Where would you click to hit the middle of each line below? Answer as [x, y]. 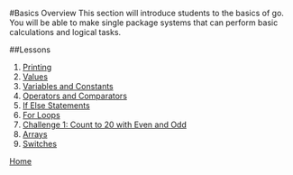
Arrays [35, 134]
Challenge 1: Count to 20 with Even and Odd [105, 124]
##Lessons [30, 50]
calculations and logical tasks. [65, 32]
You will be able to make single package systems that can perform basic [144, 23]
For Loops [41, 115]
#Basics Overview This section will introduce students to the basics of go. [146, 13]
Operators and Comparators [75, 96]
